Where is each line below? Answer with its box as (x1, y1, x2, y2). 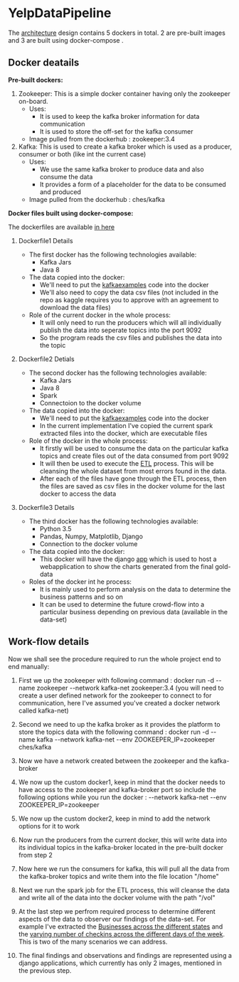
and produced (39, 187, 81, 196)
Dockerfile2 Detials (18, 354, 75, 363)
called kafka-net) (18, 706, 70, 715)
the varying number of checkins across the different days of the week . (18, 929, 225, 938)
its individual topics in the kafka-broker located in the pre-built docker (18, 843, 223, 851)
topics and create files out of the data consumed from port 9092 (39, 452, 229, 460)
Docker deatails (8, 57, 80, 69)
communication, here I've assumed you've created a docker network (18, 698, 221, 707)
